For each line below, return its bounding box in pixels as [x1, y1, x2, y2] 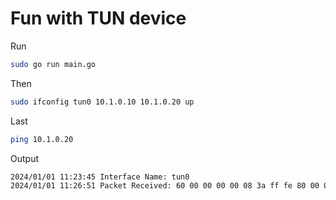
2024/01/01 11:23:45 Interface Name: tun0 [10, 172, 190, 182]
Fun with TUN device [10, 7, 187, 30]
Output [10, 152, 39, 164]
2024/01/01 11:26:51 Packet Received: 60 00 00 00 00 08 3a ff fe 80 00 [10, 181, 320, 191]
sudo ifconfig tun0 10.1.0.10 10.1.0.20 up [10, 97, 195, 107]
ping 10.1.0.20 [10, 134, 74, 144]
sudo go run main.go [10, 59, 97, 69]
